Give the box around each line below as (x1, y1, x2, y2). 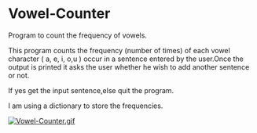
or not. (8, 70, 30, 80)
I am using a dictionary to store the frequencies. (8, 101, 163, 110)
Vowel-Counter (8, 5, 111, 23)
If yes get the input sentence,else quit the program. (8, 85, 174, 95)
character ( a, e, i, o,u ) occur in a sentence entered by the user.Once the (8, 54, 244, 63)
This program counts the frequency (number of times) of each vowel (8, 45, 230, 55)
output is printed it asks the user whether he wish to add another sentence (8, 62, 250, 71)
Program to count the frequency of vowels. (8, 31, 148, 40)
